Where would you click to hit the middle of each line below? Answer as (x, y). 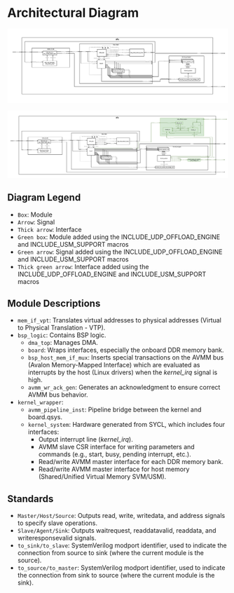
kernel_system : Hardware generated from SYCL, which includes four (126, 425)
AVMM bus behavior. (58, 395)
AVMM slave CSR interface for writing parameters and (116, 447)
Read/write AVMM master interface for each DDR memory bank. (131, 462)
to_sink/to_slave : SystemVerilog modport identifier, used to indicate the (122, 545)
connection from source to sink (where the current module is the (111, 553)
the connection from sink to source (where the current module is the (116, 575)
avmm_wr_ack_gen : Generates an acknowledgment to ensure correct (124, 388)
